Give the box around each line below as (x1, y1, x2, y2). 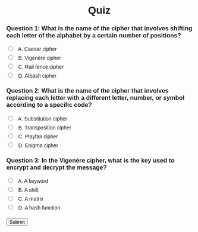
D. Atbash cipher (18, 72, 57, 80)
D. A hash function (18, 205, 61, 211)
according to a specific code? (6, 101, 92, 109)
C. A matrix (18, 196, 44, 202)
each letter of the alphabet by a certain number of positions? (6, 31, 181, 39)
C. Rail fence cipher (18, 63, 64, 71)
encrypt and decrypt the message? (6, 163, 108, 171)
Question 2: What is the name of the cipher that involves (6, 87, 169, 94)
